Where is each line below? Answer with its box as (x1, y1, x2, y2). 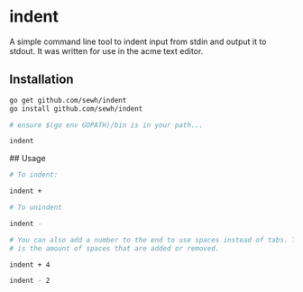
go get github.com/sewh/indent (9, 96, 127, 105)
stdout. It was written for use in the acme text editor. (9, 45, 204, 56)
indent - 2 (9, 277, 50, 286)
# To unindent (9, 203, 63, 212)
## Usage (9, 153, 47, 164)
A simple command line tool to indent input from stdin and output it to (9, 36, 267, 47)
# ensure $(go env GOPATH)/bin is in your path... (9, 120, 204, 130)
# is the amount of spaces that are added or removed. (9, 243, 220, 253)
